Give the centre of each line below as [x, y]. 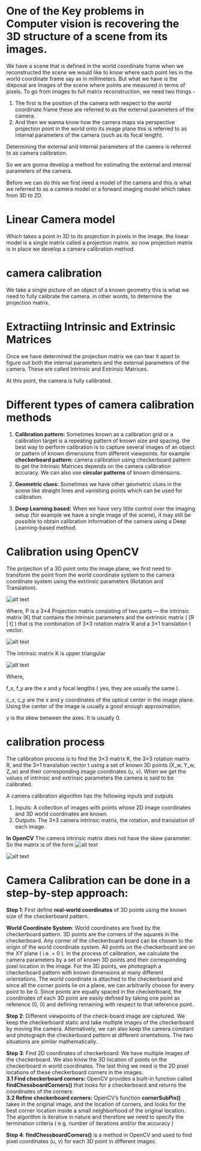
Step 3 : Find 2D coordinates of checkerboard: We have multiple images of [98, 1053]
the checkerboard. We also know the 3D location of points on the [87, 1059]
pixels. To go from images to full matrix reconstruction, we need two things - [101, 91]
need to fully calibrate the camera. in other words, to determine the [89, 296]
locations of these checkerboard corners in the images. [75, 1072]
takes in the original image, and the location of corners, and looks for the [96, 1104]
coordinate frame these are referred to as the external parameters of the [104, 109]
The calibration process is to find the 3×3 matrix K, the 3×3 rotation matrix [98, 759]
